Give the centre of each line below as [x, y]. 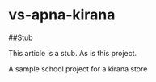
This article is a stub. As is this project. [73, 53]
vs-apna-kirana [62, 15]
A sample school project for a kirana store [78, 69]
